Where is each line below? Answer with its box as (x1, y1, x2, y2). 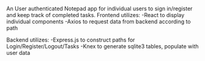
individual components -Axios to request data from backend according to (6, 18, 191, 26)
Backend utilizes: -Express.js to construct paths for (6, 36, 135, 44)
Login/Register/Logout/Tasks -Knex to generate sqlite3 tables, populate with (6, 43, 199, 50)
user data (6, 49, 31, 57)
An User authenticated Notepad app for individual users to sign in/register (6, 5, 193, 12)
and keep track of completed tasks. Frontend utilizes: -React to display (6, 12, 185, 19)
